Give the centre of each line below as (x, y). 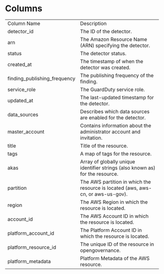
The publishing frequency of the (117, 75)
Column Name (24, 23)
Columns (24, 9)
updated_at (20, 100)
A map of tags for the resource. (116, 154)
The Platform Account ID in (111, 230)
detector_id (20, 31)
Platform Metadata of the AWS (115, 258)
